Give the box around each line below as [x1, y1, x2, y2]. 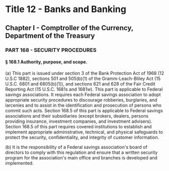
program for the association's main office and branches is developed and [5, 154, 158, 160]
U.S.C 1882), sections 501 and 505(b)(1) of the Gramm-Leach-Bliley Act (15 [5, 75, 161, 81]
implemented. [5, 160, 34, 166]
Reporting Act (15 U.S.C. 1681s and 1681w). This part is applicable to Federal [5, 86, 163, 92]
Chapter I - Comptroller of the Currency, [5, 24, 134, 32]
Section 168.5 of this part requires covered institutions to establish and [5, 123, 152, 129]
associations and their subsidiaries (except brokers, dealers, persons [5, 113, 149, 119]
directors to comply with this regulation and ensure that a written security [5, 149, 158, 155]
